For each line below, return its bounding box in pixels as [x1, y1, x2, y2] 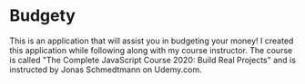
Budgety [9, 5, 76, 26]
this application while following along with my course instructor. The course [9, 44, 293, 55]
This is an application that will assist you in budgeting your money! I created [9, 35, 294, 46]
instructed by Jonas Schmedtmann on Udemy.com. [9, 64, 202, 75]
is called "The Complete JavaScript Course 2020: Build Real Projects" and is [9, 54, 296, 65]
